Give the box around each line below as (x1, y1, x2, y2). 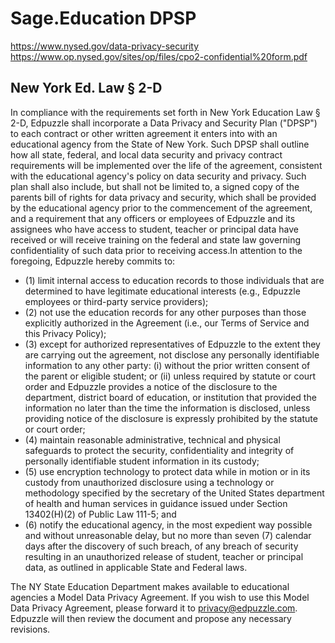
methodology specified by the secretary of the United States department (24, 487, 325, 499)
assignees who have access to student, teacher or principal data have (10, 223, 299, 235)
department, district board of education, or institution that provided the (24, 391, 317, 403)
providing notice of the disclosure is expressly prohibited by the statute (24, 412, 318, 424)
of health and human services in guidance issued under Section (24, 497, 288, 509)
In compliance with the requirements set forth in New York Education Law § (10, 106, 321, 118)
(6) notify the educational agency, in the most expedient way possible (24, 518, 313, 531)
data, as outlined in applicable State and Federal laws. (24, 561, 248, 573)
